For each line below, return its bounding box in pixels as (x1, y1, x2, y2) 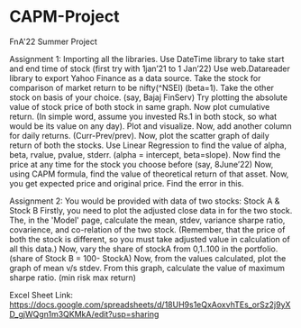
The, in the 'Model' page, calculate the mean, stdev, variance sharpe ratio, (9, 214, 286, 225)
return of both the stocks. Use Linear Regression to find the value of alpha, (9, 140, 287, 150)
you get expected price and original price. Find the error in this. (9, 178, 245, 188)
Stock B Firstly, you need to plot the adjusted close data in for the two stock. (9, 205, 293, 215)
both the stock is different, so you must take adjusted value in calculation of (9, 233, 290, 244)
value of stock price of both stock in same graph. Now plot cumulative (9, 101, 270, 112)
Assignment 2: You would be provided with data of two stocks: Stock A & (9, 196, 280, 206)
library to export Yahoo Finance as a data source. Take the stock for (9, 72, 261, 83)
